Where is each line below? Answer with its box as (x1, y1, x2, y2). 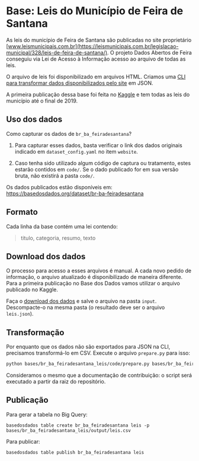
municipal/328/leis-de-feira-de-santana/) (6, 49, 108, 56)
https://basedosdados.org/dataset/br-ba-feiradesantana (6, 190, 144, 197)
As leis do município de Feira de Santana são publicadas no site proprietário (6, 36, 192, 43)
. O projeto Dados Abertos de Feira (107, 49, 192, 56)
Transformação (6, 328, 65, 338)
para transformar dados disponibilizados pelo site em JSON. (6, 79, 153, 87)
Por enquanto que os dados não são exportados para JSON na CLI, (6, 343, 171, 351)
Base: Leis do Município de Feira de (6, 4, 184, 18)
